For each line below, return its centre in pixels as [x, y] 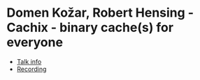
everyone [35, 42]
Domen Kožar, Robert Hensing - [100, 13]
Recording [31, 69]
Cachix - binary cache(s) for [90, 27]
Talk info [29, 61]
